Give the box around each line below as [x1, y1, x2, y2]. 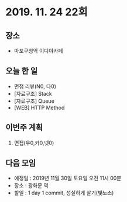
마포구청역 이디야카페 [13, 48, 63, 54]
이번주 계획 [5, 123, 43, 133]
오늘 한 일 [5, 66, 38, 76]
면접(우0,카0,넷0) [13, 139, 54, 146]
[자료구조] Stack [13, 90, 52, 97]
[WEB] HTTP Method [13, 104, 65, 111]
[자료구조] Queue [13, 97, 55, 105]
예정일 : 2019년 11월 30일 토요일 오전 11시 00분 [13, 174, 122, 182]
